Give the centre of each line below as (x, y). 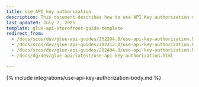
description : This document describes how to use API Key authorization (98, 17)
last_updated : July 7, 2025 (41, 22)
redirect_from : (25, 34)
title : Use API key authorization (49, 12)
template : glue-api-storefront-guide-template (65, 28)
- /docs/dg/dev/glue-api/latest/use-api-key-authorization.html (92, 56)
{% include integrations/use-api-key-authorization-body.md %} (84, 78)
